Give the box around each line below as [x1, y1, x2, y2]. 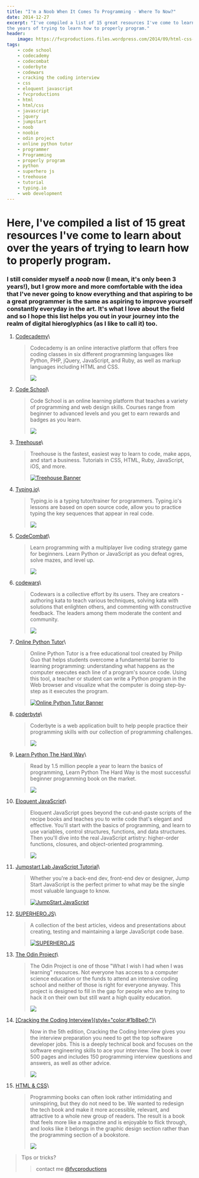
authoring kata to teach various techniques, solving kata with [30, 597, 179, 604]
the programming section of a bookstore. [30, 1131, 130, 1138]
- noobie [17, 130, 39, 136]
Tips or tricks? [21, 1154, 57, 1161]
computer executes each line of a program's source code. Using [30, 668, 187, 676]
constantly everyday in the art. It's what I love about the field [6, 305, 185, 313]
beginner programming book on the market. [30, 774, 136, 782]
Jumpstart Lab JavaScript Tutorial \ [15, 863, 100, 870]
